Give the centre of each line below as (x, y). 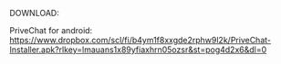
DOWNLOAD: (34, 13)
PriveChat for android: (51, 30)
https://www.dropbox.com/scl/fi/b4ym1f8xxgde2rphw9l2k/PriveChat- (140, 40)
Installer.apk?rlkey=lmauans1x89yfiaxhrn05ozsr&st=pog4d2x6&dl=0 (138, 50)
